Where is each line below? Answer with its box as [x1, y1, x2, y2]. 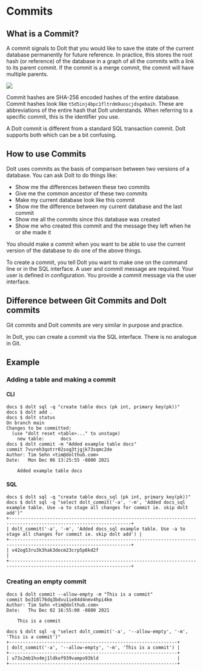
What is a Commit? [6, 29, 79, 39]
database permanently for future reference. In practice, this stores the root [6, 51, 193, 58]
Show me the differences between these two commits [15, 183, 150, 190]
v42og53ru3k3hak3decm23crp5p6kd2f [12, 548, 99, 554]
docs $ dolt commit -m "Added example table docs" [6, 441, 137, 448]
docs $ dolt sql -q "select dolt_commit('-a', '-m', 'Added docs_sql [6, 499, 186, 506]
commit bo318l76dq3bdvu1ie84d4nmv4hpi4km [6, 596, 113, 603]
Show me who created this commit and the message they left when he [15, 222, 191, 229]
